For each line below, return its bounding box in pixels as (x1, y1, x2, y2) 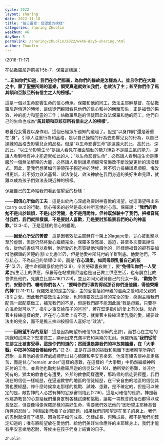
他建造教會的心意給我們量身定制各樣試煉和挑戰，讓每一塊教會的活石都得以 (5, 396, 155, 402)
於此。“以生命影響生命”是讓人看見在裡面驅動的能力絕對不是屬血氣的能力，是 (5, 147, 159, 153)
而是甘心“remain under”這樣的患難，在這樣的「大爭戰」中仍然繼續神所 (13, 359, 156, 365)
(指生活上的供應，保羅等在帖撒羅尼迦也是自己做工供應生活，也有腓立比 (9, 269, 152, 275)
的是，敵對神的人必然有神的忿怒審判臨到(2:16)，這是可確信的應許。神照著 (9, 389, 158, 395)
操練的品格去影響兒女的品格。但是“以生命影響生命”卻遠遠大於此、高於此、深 (5, 141, 159, 146)
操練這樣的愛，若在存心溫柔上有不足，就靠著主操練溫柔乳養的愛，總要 (13, 312, 155, 318)
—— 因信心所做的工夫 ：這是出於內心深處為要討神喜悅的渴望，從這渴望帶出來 (5, 198, 159, 204)
